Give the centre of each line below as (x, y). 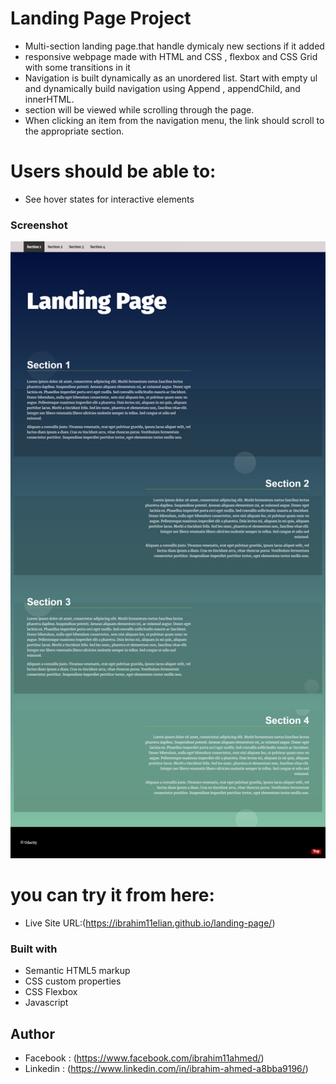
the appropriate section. (74, 131)
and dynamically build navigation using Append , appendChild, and (162, 88)
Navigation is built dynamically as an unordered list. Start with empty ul (171, 78)
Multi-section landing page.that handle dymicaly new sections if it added (174, 46)
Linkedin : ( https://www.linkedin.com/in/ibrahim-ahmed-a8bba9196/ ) (166, 1069)
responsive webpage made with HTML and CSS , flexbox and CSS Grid (171, 56)
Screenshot (39, 225)
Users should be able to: (113, 171)
